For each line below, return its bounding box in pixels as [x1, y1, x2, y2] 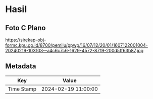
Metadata [5, 62, 36, 71]
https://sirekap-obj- [5, 37, 46, 43]
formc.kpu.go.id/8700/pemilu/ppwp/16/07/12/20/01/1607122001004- [5, 42, 148, 48]
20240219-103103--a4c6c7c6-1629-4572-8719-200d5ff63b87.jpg [5, 48, 144, 53]
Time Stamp [8, 85, 37, 92]
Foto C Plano [5, 24, 46, 32]
